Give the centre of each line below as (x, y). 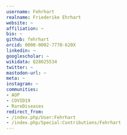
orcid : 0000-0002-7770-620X (41, 45)
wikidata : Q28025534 (32, 62)
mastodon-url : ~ (26, 73)
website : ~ (20, 23)
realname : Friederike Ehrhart (44, 17)
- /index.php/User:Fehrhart (41, 117)
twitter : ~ (20, 67)
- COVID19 (18, 100)
